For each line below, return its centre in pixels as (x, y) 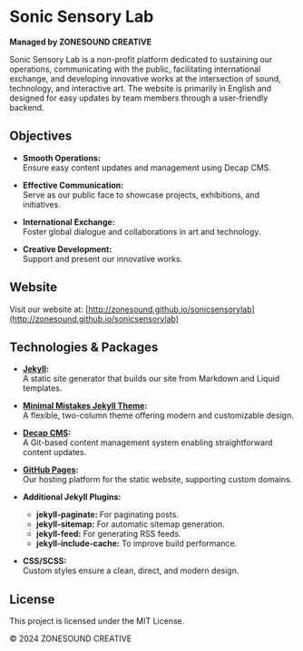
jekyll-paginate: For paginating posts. (108, 515)
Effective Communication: (73, 185)
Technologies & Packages (84, 347)
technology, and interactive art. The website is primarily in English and (141, 88)
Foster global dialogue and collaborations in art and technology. (142, 231)
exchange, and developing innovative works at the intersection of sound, (145, 78)
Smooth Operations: (62, 158)
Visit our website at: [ (49, 309)
